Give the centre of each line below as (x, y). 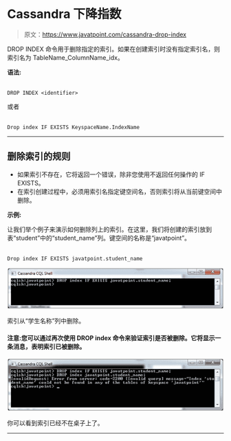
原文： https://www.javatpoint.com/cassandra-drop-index (105, 34)
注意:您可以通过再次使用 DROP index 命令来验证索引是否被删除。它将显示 (111, 338)
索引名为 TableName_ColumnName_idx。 (65, 57)
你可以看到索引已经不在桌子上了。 (55, 423)
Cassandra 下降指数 (64, 14)
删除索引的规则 (39, 156)
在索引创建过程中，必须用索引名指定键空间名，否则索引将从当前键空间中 (119, 191)
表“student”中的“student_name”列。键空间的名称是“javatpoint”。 (99, 238)
